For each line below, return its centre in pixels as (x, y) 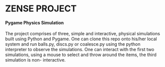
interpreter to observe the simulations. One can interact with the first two (80, 50)
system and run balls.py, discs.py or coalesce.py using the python (73, 44)
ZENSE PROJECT (41, 9)
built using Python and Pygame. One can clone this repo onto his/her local (81, 39)
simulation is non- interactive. (36, 60)
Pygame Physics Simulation (35, 22)
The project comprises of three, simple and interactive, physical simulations (83, 34)
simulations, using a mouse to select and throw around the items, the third (81, 55)
